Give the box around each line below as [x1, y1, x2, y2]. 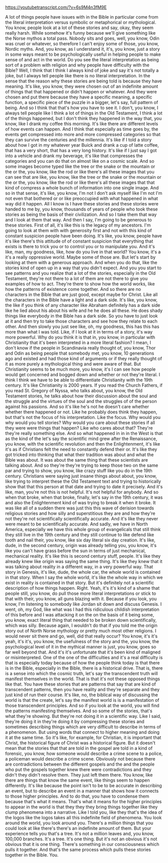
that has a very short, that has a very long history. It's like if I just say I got [5, 148, 157, 153]
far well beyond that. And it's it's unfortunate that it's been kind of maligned [5, 649, 161, 655]
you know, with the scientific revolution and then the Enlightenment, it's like [5, 441, 160, 447]
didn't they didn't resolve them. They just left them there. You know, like [5, 772, 153, 778]
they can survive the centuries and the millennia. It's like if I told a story [5, 137, 152, 143]
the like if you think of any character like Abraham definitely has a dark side [5, 302, 160, 308]
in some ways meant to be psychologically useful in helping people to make [5, 51, 161, 57]
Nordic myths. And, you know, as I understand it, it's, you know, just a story [5, 46, 160, 52]
